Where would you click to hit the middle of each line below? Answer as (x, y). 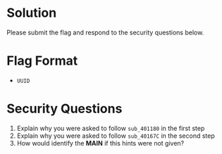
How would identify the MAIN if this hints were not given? (100, 143)
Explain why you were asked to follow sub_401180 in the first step (111, 128)
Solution (32, 13)
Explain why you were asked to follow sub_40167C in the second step (116, 136)
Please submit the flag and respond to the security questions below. (105, 32)
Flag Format (42, 61)
